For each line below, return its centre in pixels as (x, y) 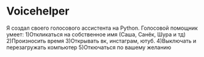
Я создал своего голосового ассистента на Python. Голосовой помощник (102, 28)
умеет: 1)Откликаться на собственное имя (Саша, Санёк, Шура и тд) (96, 34)
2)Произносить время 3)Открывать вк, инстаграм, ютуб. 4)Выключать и (101, 41)
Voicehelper (38, 11)
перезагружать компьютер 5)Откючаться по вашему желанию (89, 47)
